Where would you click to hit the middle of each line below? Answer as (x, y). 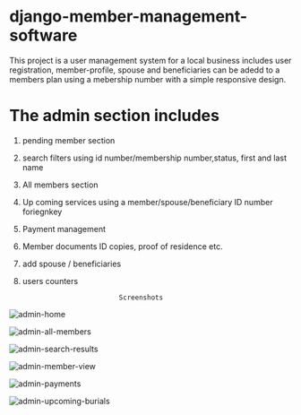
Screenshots (141, 298)
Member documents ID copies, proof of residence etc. (122, 246)
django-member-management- (129, 17)
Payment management (64, 229)
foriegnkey (42, 212)
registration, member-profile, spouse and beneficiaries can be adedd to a (145, 70)
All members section (60, 185)
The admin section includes (114, 116)
